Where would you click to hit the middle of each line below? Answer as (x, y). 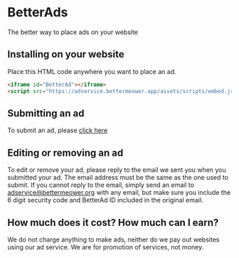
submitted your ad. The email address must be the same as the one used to (118, 178)
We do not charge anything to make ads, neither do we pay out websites (113, 240)
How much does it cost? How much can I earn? (113, 222)
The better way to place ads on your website (73, 32)
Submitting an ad (46, 113)
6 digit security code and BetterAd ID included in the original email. (106, 200)
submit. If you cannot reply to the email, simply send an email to (101, 185)
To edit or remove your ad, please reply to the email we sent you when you (117, 170)
